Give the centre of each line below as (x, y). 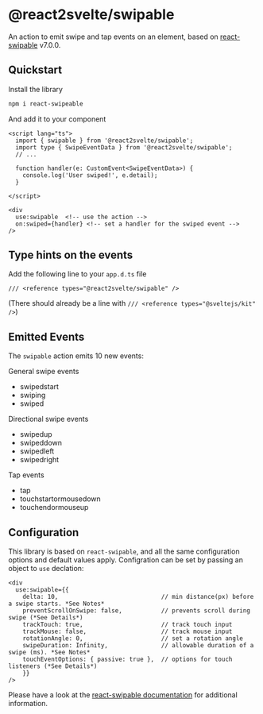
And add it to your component (57, 119)
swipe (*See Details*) (46, 618)
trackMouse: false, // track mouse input (128, 632)
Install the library (36, 89)
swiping (33, 396)
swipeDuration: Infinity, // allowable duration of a (138, 646)
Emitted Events (46, 336)
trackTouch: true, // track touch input (128, 625)
